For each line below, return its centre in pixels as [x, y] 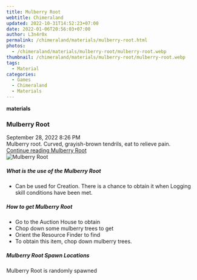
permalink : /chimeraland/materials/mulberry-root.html [77, 40]
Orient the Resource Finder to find [58, 235]
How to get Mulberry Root [39, 206]
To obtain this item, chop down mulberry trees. [73, 242]
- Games [22, 80]
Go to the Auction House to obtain [58, 222]
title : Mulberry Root [34, 12]
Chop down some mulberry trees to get [64, 228]
